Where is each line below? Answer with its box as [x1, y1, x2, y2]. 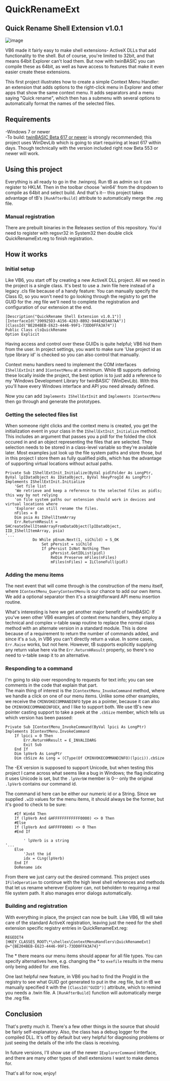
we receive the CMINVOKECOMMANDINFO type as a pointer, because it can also [5, 698, 160, 704]
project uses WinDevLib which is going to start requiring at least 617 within [5, 139, 161, 146]
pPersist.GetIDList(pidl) [50, 550, 106, 556]
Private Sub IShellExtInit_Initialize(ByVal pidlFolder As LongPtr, [5, 470, 153, 475]
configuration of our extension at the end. [5, 304, 92, 310]
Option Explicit [5, 332, 40, 337]
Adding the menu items [5, 571, 64, 578]
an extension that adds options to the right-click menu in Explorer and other [5, 84, 163, 90]
